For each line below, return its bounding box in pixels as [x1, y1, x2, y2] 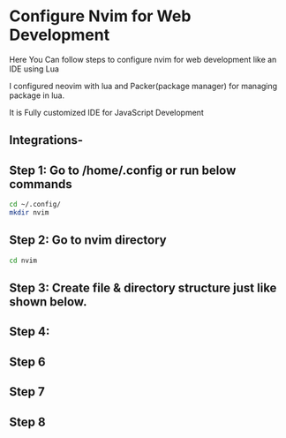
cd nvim [9, 256, 38, 265]
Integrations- [9, 132, 84, 147]
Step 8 [9, 414, 46, 429]
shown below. [9, 294, 87, 309]
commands [9, 177, 72, 192]
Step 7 [9, 384, 46, 399]
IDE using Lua [9, 64, 60, 74]
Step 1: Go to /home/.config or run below [9, 162, 237, 177]
